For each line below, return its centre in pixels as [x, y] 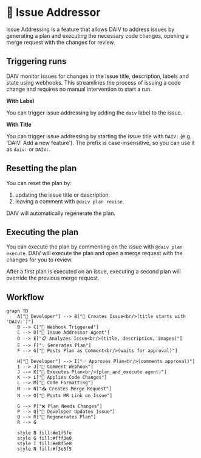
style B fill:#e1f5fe [44, 433]
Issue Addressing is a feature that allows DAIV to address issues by [90, 29]
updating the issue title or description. [63, 195]
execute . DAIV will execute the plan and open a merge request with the [95, 253]
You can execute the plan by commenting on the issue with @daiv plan [94, 247]
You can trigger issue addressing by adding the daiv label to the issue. [94, 113]
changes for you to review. [39, 260]
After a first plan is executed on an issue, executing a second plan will [94, 272]
